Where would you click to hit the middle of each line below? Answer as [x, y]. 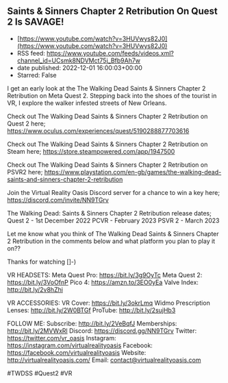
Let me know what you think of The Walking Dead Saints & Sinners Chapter [113, 233]
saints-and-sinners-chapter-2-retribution [65, 179]
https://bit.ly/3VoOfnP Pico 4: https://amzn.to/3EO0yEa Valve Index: [103, 282]
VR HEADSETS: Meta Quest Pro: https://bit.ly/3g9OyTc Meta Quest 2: [105, 275]
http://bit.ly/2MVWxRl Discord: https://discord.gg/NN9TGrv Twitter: [102, 330]
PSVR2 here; [25, 172]
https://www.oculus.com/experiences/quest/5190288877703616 [98, 130]
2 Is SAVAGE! [36, 22]
